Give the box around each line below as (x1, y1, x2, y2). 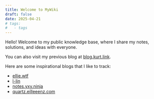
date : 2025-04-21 (5, 16, 41, 21)
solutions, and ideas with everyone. (5, 44, 77, 50)
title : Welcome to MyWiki (5, 7, 58, 12)
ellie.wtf (12, 73, 29, 79)
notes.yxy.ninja (12, 83, 43, 89)
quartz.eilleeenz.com (12, 89, 55, 95)
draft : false (5, 12, 32, 17)
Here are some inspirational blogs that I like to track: (5, 64, 111, 69)
